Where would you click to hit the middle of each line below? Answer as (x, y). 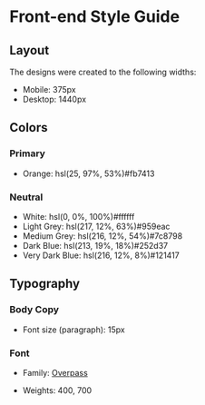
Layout (29, 50)
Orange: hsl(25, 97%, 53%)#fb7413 (88, 173)
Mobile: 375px (49, 89)
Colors (29, 128)
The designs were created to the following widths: (103, 72)
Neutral (26, 197)
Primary (27, 153)
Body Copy (34, 310)
